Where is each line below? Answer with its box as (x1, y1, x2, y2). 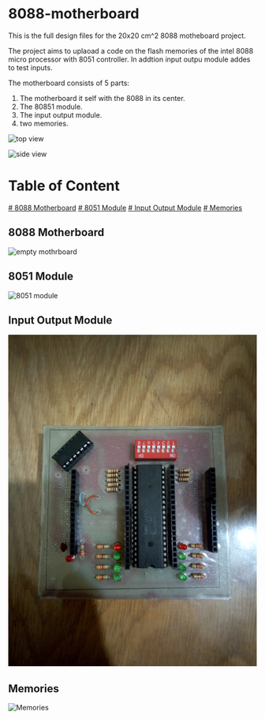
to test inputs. (8, 62, 53, 72)
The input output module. (19, 110, 103, 119)
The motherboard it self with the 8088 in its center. (19, 93, 185, 103)
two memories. (19, 118, 69, 128)
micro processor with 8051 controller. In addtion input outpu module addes (8, 54, 251, 64)
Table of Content (8, 177, 121, 195)
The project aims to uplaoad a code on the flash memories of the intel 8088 (8, 46, 254, 55)
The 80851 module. (19, 102, 83, 111)
